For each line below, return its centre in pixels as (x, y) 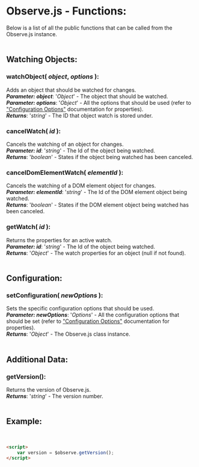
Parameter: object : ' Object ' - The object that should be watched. (87, 96)
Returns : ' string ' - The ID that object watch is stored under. (80, 115)
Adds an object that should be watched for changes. (71, 90)
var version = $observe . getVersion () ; (66, 453)
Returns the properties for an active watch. (59, 240)
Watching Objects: (42, 59)
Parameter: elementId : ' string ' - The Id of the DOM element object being (97, 192)
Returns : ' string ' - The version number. (55, 396)
